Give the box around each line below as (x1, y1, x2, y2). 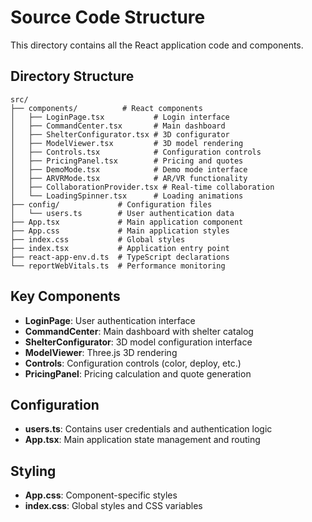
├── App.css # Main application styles (10, 226, 230, 236)
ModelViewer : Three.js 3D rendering (24, 346, 178, 358)
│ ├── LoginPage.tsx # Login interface (10, 112, 230, 122)
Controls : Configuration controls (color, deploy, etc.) (24, 357, 242, 369)
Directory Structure (10, 68, 135, 85)
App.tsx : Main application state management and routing (24, 434, 261, 446)
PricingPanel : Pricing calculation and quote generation (24, 367, 252, 380)
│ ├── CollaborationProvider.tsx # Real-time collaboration (10, 182, 275, 192)
